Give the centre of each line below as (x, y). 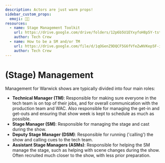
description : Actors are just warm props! (49, 10)
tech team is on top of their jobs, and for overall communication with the (85, 103)
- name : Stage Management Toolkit (45, 28)
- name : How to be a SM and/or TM (45, 42)
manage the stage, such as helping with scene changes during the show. (86, 150)
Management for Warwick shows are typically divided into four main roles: (80, 88)
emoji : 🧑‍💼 (19, 19)
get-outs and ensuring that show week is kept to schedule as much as (83, 114)
